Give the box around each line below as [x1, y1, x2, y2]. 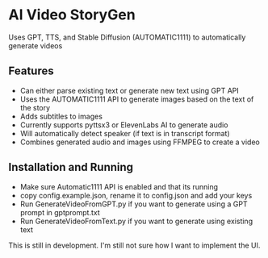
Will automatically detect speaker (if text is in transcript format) [19, 128, 230, 138]
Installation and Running [8, 160, 134, 174]
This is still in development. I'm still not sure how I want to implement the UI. [8, 240, 261, 250]
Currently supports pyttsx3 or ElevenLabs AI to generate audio [19, 119, 228, 130]
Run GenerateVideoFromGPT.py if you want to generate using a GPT [19, 199, 248, 209]
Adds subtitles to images [19, 111, 103, 121]
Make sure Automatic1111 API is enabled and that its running [19, 181, 219, 191]
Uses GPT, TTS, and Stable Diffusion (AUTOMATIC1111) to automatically [8, 32, 246, 42]
